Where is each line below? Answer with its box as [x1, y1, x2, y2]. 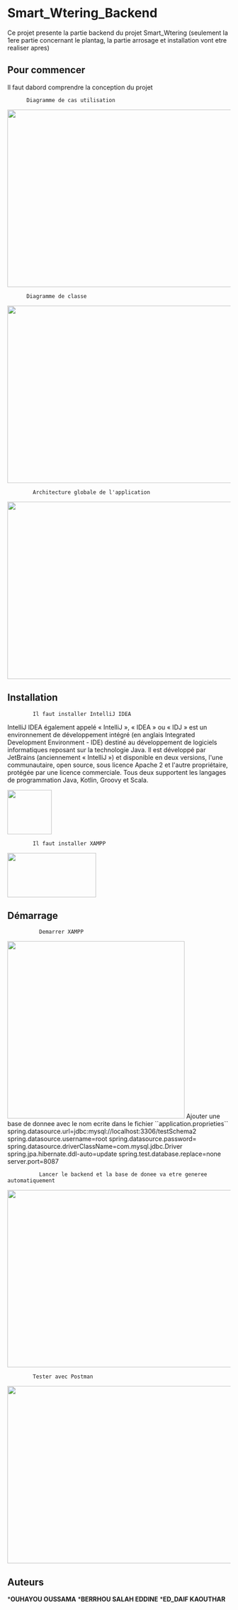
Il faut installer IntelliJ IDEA [33, 710, 132, 717]
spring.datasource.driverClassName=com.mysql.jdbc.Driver [7, 1142, 183, 1151]
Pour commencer [7, 64, 86, 76]
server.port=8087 [7, 1157, 59, 1166]
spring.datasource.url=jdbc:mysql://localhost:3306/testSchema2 [7, 1127, 197, 1136]
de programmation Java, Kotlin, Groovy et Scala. [7, 776, 149, 784]
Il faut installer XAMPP [33, 839, 106, 847]
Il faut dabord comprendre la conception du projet [7, 83, 154, 92]
